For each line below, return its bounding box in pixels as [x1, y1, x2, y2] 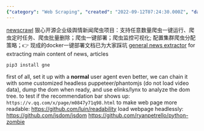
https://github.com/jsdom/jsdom [6, 112, 87, 119]
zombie [6, 118, 25, 125]
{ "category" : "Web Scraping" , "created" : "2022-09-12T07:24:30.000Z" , [6, 8, 189, 15]
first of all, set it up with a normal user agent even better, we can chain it [6, 73, 188, 80]
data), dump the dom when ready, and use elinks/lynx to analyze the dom [6, 86, 190, 93]
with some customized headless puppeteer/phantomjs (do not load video [6, 79, 189, 87]
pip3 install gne [6, 62, 50, 68]
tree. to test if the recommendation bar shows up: [6, 92, 131, 99]
